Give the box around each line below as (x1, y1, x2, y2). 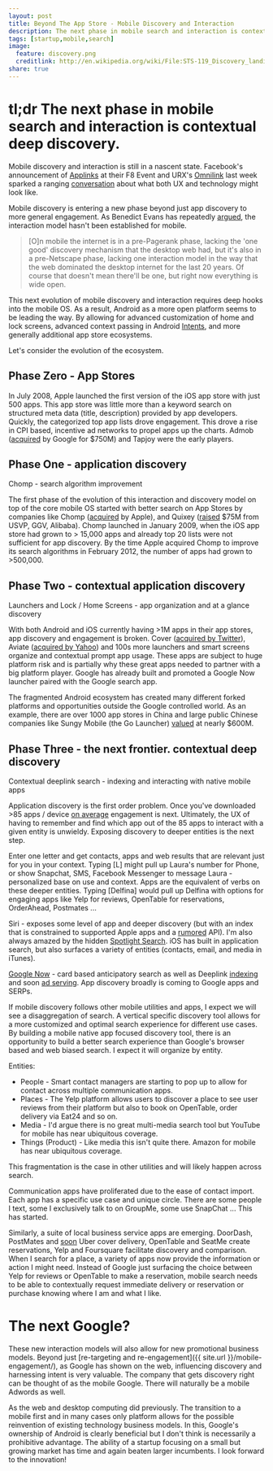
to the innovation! (8, 1454, 67, 1464)
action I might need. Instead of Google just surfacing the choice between (8, 1262, 253, 1272)
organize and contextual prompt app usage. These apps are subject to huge (8, 651, 262, 661)
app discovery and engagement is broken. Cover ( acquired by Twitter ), (8, 634, 246, 644)
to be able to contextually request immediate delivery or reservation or (8, 1279, 245, 1290)
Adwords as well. (8, 1386, 67, 1396)
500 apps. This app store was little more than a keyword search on (8, 399, 232, 409)
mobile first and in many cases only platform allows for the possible (8, 1411, 234, 1421)
